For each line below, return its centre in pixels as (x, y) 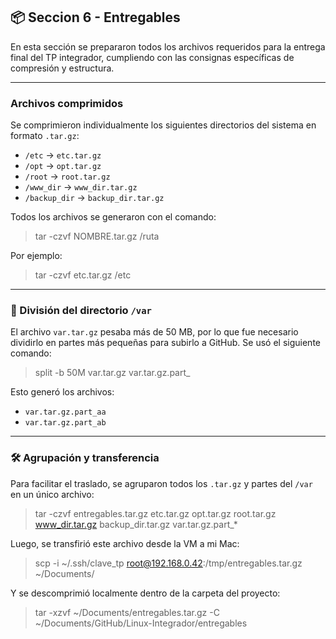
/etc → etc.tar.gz (63, 155)
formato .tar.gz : (45, 136)
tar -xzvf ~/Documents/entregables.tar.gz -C (127, 612)
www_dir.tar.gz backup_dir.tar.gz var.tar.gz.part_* (136, 524)
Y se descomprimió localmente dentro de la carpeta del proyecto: (145, 593)
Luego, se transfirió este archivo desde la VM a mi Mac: (125, 543)
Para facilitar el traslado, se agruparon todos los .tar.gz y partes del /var (161, 483)
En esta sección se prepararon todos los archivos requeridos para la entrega (168, 46)
